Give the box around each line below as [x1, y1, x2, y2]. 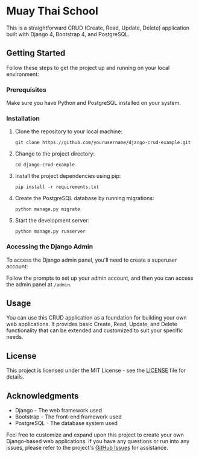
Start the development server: [14, 217, 90, 224]
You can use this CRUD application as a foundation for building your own [6, 314, 187, 321]
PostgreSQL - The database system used [14, 420, 118, 427]
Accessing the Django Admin [6, 242, 93, 251]
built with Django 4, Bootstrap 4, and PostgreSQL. [6, 30, 130, 37]
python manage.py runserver [14, 228, 86, 235]
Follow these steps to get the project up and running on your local [6, 64, 170, 71]
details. [6, 373, 25, 380]
